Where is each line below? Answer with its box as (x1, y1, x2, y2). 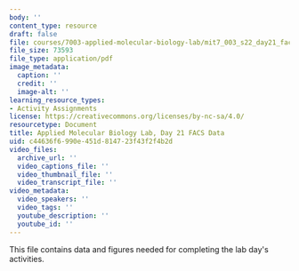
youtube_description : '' (17, 211, 109, 220)
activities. (9, 253, 44, 264)
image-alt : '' (17, 87, 69, 96)
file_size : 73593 (9, 46, 74, 55)
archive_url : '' (17, 153, 77, 163)
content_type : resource (9, 21, 98, 30)
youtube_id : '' (17, 219, 74, 228)
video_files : (9, 145, 58, 154)
